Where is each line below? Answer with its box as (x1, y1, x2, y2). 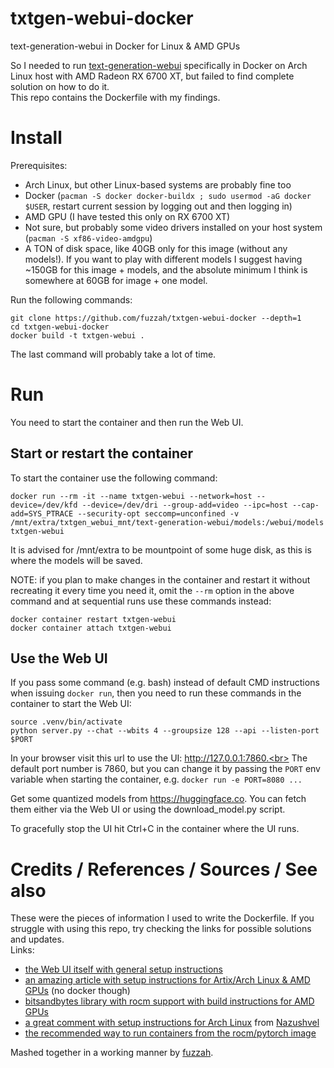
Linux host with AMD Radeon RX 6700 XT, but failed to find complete (10, 70, 295, 82)
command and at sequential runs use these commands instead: (10, 595, 272, 607)
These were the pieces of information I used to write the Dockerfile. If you (10, 912, 315, 924)
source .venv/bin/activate (10, 717, 123, 727)
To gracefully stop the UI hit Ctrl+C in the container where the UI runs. (10, 823, 300, 835)
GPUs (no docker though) (24, 985, 131, 997)
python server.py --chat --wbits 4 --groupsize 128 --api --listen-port (10, 726, 320, 736)
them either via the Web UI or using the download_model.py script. (10, 803, 286, 816)
